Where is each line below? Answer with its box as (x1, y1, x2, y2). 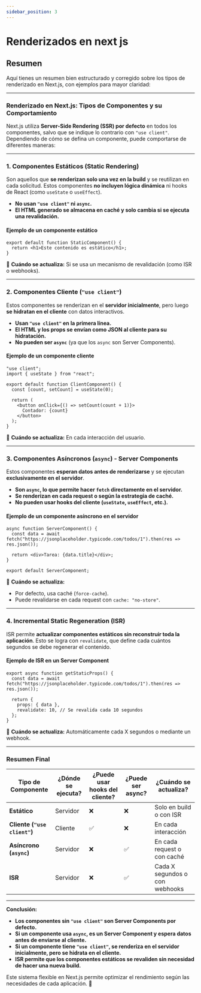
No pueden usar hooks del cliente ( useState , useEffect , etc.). (14, 499, 169, 506)
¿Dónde (57, 774, 81, 783)
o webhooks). (6, 267, 40, 275)
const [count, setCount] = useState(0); (11, 386, 114, 393)
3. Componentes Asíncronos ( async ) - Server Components (6, 454, 178, 462)
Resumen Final (6, 755, 50, 763)
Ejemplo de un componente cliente (6, 352, 95, 360)
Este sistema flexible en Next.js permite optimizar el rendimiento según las (6, 974, 190, 981)
